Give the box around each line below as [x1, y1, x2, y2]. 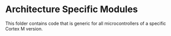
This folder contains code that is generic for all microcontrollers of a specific [5, 20, 166, 26]
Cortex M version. [5, 25, 43, 31]
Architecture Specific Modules [5, 4, 138, 15]
